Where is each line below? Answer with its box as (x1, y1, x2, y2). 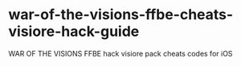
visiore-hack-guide (8, 22, 140, 41)
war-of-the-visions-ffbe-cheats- (8, 6, 234, 24)
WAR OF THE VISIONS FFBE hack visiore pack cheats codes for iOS (8, 49, 233, 58)
